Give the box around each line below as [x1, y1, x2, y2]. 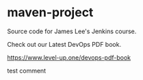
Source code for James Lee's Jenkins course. [7, 27, 137, 35]
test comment [7, 66, 47, 75]
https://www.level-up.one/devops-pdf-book [7, 53, 131, 62]
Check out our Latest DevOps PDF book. [7, 40, 122, 48]
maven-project [7, 5, 94, 20]
